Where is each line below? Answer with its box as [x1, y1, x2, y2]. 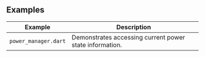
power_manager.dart [9, 38, 66, 44]
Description [116, 22, 151, 31]
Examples [6, 5, 45, 15]
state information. [71, 41, 122, 49]
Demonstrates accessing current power [71, 33, 185, 41]
